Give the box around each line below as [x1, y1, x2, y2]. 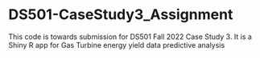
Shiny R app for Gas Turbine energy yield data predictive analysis [8, 40, 225, 49]
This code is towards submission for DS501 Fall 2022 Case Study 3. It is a [8, 32, 252, 41]
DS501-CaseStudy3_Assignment [8, 6, 233, 24]
